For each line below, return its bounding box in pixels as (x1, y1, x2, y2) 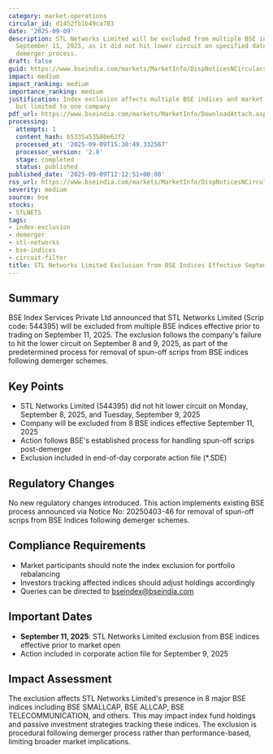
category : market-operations (8, 11, 107, 20)
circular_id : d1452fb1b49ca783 (8, 19, 115, 28)
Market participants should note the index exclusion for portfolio (19, 560, 236, 570)
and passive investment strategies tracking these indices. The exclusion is (8, 720, 258, 730)
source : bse (8, 193, 49, 201)
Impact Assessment (8, 672, 112, 686)
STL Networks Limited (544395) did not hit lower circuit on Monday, (19, 401, 249, 411)
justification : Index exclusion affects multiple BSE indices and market (8, 95, 264, 103)
